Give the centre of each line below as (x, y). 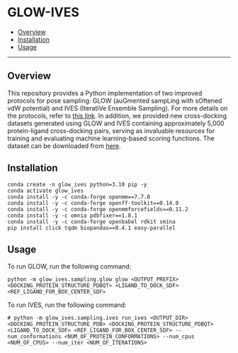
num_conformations (34, 337)
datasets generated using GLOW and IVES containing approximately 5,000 (116, 123)
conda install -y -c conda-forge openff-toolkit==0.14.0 (93, 203)
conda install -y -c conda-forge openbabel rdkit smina (91, 222)
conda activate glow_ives (45, 191)
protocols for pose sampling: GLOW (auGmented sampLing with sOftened (115, 101)
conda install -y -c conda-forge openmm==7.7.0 (79, 197)
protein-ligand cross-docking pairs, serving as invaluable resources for (111, 130)
